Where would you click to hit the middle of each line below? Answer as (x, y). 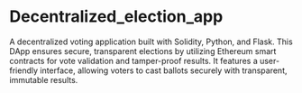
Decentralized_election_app (116, 17)
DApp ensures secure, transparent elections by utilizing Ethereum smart (143, 51)
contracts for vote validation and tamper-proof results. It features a (134, 60)
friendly (24, 70)
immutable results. (44, 79)
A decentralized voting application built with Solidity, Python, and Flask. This (151, 42)
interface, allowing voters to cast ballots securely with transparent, (164, 70)
